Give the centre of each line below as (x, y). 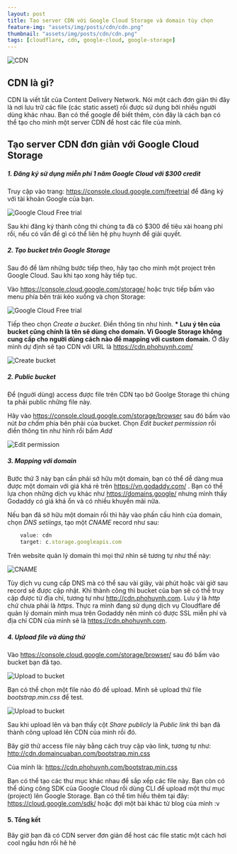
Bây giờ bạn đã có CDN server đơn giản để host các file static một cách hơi (117, 836)
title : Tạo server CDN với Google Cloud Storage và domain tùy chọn (110, 21)
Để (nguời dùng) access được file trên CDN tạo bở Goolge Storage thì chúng (118, 394)
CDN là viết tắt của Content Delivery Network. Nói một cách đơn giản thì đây (118, 99)
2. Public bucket (32, 377)
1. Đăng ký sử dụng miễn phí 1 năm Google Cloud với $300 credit (104, 173)
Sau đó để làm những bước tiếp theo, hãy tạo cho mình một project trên (111, 268)
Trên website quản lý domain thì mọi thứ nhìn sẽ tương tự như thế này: (109, 555)
